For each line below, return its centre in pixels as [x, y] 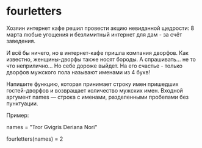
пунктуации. [22, 103]
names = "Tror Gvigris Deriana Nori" [52, 127]
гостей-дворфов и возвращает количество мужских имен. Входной [95, 90]
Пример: [18, 115]
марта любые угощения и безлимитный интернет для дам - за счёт [94, 34]
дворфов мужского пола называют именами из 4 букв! [78, 72]
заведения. [21, 41]
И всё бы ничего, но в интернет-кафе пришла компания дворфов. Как [98, 52]
